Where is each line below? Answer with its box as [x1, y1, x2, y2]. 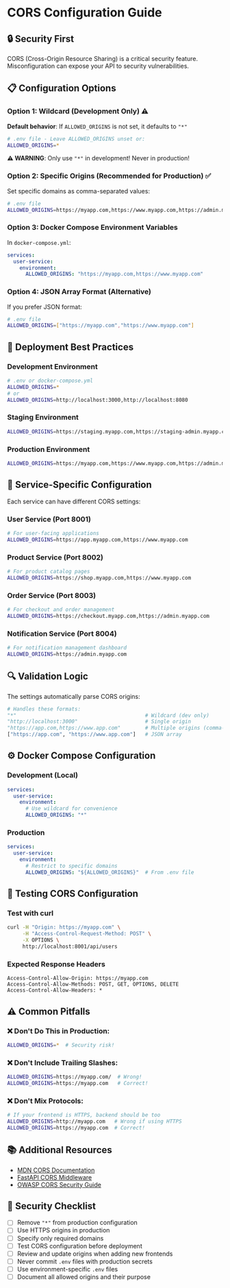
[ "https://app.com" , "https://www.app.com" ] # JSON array [7, 731, 183, 738]
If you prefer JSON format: [7, 302, 82, 311]
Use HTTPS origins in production [16, 1226, 110, 1235]
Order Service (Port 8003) [7, 591, 97, 600]
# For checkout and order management [7, 606, 115, 613]
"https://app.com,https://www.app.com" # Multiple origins [7, 725, 201, 732]
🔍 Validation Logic [7, 671, 89, 682]
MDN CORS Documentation [16, 1166, 95, 1174]
